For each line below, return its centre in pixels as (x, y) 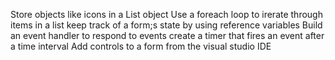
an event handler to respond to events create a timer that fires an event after (167, 35)
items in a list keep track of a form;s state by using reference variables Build (166, 25)
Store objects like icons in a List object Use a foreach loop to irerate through (166, 14)
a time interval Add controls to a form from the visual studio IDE (141, 46)
